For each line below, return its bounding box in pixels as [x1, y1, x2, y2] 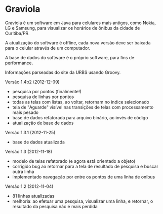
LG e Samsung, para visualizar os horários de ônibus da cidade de [5, 25, 140, 31]
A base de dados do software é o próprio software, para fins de [5, 54, 135, 60]
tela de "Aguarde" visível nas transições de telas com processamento [12, 104, 154, 110]
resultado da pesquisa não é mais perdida [12, 203, 98, 209]
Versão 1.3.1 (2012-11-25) [5, 129, 56, 135]
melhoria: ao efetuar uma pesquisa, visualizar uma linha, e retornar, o [12, 198, 153, 204]
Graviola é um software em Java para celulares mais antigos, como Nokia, [5, 20, 156, 26]
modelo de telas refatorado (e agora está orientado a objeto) [12, 158, 136, 164]
